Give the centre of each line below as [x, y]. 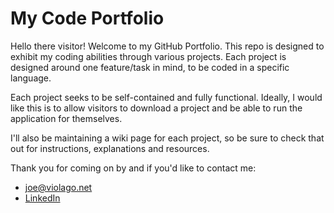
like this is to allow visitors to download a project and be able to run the [156, 108]
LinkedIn [42, 198]
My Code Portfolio [87, 18]
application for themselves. [66, 118]
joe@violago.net [58, 187]
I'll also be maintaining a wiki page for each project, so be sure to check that [167, 138]
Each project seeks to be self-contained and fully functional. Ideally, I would [166, 97]
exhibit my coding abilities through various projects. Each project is [148, 56]
